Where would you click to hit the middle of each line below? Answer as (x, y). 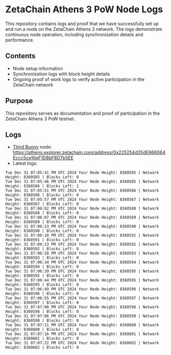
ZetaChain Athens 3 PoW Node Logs (84, 9)
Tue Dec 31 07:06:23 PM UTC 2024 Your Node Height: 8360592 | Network (82, 244)
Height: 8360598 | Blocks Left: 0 (42, 312)
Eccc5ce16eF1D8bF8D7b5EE (43, 158)
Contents (20, 56)
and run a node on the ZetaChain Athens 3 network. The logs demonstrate (84, 29)
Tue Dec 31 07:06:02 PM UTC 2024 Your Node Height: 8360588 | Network (82, 208)
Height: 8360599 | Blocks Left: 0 (42, 321)
